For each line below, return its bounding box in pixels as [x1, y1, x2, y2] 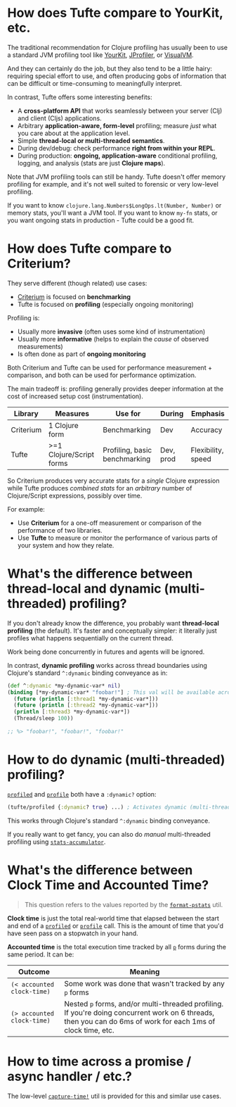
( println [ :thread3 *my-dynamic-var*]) [13, 709, 131, 716]
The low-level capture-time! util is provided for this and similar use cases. [7, 1092, 221, 1100]
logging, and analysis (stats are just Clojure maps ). [17, 158, 166, 167]
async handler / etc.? [7, 1068, 132, 1084]
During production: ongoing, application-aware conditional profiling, [17, 151, 218, 160]
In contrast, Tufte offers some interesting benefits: [7, 93, 152, 101]
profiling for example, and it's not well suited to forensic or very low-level [7, 179, 219, 188]
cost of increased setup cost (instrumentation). [7, 392, 144, 400]
